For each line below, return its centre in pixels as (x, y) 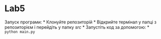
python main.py (20, 32)
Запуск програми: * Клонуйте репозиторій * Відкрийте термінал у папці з (80, 22)
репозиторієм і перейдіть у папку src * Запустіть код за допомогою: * (77, 27)
